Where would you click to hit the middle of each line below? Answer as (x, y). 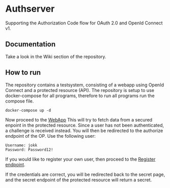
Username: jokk (21, 145)
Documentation (31, 44)
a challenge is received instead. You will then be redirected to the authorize (84, 131)
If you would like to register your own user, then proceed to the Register (80, 159)
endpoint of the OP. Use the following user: (50, 136)
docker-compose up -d (28, 110)
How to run (23, 72)
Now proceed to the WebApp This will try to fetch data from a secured (79, 119)
